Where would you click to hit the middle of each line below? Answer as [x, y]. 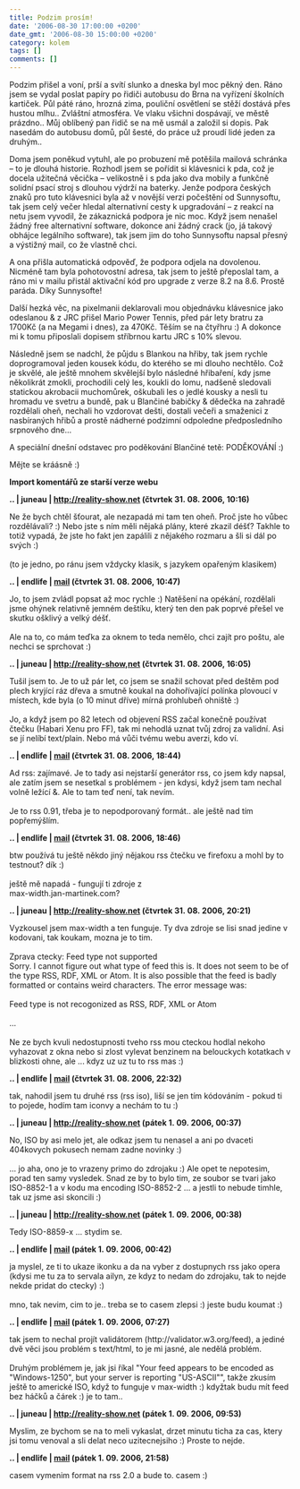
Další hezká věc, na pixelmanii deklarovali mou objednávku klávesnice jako [146, 308]
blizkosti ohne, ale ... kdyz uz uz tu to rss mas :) [97, 1061]
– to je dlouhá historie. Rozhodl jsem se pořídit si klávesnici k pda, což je [142, 168]
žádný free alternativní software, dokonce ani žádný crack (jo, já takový [141, 226]
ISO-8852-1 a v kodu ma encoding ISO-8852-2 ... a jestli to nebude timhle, [146, 1188]
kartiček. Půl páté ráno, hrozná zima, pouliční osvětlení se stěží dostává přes [150, 103]
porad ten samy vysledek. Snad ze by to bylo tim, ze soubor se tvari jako [143, 1178]
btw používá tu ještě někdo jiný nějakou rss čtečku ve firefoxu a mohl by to [146, 855]
